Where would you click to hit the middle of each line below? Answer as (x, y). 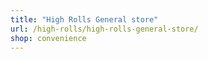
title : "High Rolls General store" (84, 19)
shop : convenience (48, 38)
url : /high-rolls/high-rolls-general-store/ (104, 29)
